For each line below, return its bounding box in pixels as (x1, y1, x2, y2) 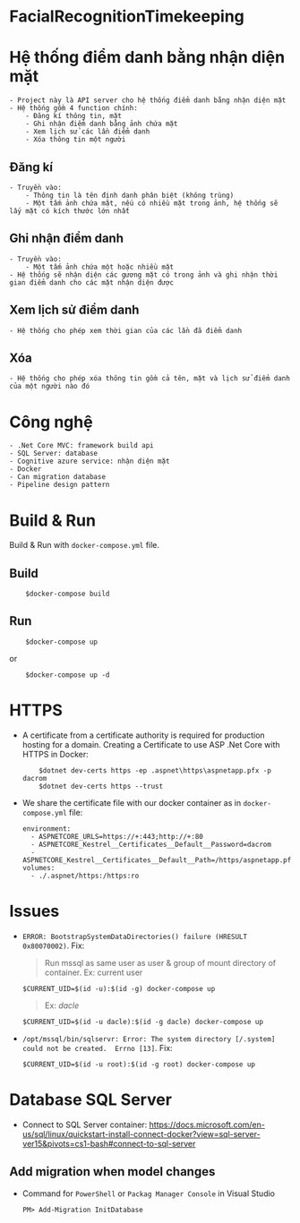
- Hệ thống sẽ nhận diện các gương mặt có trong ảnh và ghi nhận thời (9, 270, 279, 279)
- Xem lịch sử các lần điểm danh (25, 127, 150, 136)
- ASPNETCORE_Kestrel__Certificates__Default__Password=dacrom (30, 840, 271, 849)
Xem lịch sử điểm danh (9, 303, 140, 318)
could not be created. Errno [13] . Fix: (21, 1042, 173, 1053)
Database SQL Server (9, 1090, 173, 1109)
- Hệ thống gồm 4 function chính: (9, 104, 139, 113)
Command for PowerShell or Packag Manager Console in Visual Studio (21, 1188, 276, 1199)
